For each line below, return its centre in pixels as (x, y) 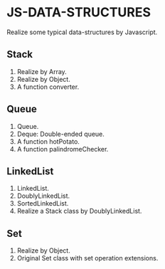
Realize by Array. (42, 71)
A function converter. (48, 87)
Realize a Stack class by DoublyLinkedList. (79, 211)
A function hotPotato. (48, 141)
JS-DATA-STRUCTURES (79, 12)
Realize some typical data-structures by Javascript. (82, 32)
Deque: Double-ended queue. (60, 134)
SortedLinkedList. (43, 204)
